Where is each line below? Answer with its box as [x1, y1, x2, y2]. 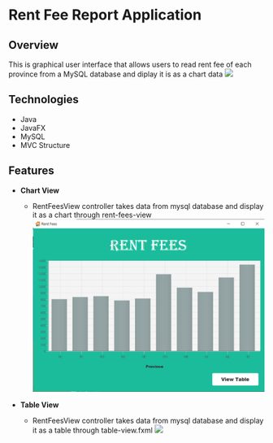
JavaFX [19, 123, 46, 132]
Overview [8, 38, 59, 52]
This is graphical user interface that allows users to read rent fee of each [8, 59, 252, 69]
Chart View [19, 185, 59, 195]
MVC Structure [19, 140, 71, 150]
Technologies [8, 93, 80, 106]
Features [8, 164, 54, 178]
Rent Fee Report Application [8, 6, 201, 24]
